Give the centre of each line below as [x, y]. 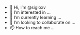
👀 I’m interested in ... [30, 12]
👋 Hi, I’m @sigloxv [28, 7]
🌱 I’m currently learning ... [35, 17]
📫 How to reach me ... [32, 28]
